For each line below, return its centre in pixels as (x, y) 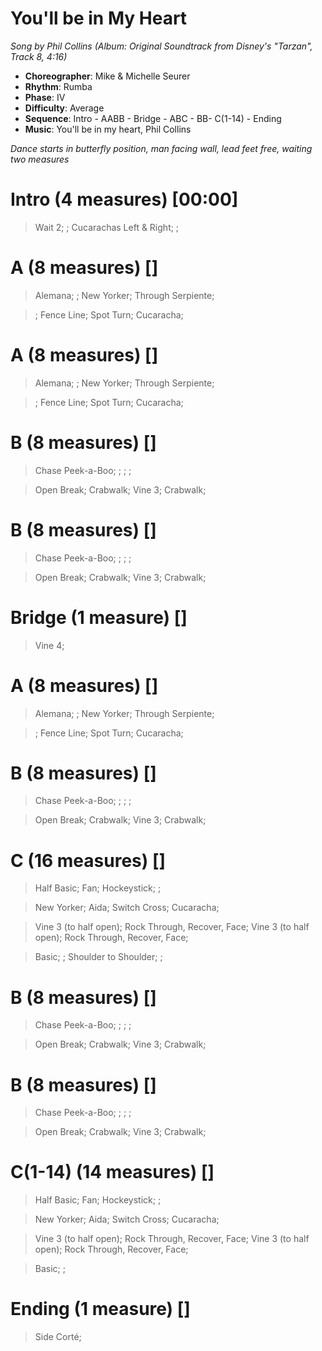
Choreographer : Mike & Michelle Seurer (107, 76)
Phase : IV (45, 97)
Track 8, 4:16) (39, 56)
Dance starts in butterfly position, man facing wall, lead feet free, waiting (161, 148)
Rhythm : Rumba (58, 86)
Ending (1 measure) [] (100, 1309)
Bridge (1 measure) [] (99, 617)
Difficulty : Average (64, 108)
